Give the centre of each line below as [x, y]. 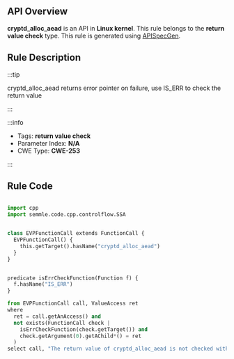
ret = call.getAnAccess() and [57, 316]
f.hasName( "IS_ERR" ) [43, 284]
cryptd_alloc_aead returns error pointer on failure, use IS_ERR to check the [114, 88]
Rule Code [30, 186]
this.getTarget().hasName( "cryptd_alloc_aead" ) [90, 246]
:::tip [14, 74]
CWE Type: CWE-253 [49, 151]
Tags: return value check [54, 136]
